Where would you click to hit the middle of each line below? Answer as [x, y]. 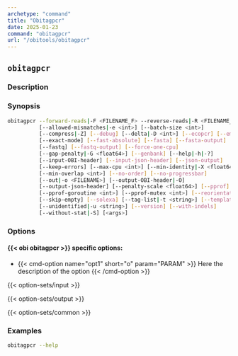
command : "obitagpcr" [39, 34]
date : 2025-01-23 [33, 27]
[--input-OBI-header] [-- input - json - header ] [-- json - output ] [131, 160]
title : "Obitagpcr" [36, 21]
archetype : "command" [39, 14]
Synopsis [24, 106]
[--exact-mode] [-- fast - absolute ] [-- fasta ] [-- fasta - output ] [132, 141]
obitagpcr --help [33, 345]
